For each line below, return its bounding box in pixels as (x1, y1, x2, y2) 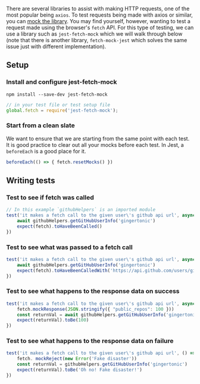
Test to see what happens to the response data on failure (6, 337, 174, 345)
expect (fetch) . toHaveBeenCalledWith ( (17, 267, 111, 273)
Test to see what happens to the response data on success (6, 287, 180, 295)
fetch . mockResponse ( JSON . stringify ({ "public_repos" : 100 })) (17, 306, 174, 312)
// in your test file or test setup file (6, 102, 111, 108)
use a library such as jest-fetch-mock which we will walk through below (6, 30, 183, 37)
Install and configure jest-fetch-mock (6, 78, 117, 86)
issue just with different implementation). (6, 43, 107, 50)
